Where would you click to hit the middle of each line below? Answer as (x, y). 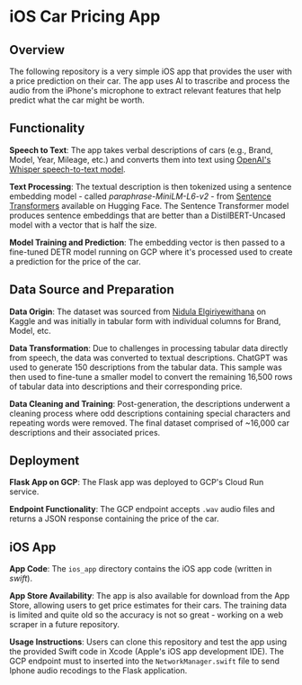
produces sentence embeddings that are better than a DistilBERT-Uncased (147, 215)
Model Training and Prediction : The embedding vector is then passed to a (147, 242)
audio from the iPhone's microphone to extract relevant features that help (145, 90)
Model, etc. (30, 330)
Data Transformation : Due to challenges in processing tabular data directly (149, 347)
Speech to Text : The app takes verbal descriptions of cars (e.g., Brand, (141, 149)
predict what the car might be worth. (77, 100)
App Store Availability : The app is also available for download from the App (150, 596)
